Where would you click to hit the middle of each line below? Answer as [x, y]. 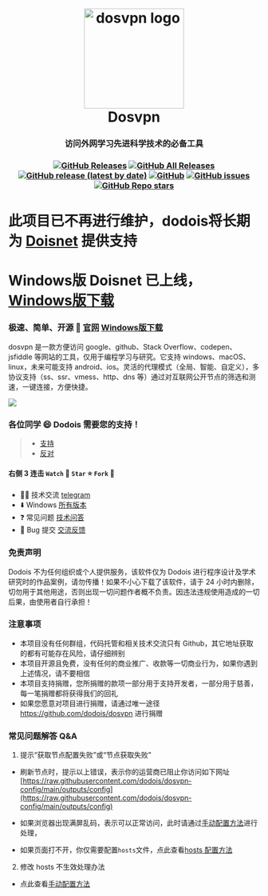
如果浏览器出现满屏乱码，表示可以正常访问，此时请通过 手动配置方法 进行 [138, 823]
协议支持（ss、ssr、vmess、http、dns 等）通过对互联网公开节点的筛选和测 [132, 377]
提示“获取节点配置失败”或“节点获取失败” [85, 755]
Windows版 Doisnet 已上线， [105, 281]
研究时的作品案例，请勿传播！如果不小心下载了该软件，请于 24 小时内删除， [134, 582]
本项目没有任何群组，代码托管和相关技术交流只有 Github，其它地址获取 [136, 643]
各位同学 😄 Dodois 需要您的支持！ [75, 424]
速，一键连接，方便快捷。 [50, 386]
